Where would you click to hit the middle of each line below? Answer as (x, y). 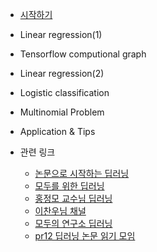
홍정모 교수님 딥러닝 (73, 198)
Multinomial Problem (62, 112)
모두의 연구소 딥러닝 (73, 223)
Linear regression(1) (61, 34)
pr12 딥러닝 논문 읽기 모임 (85, 236)
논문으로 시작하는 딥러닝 (82, 173)
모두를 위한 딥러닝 (69, 186)
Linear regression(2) (62, 73)
